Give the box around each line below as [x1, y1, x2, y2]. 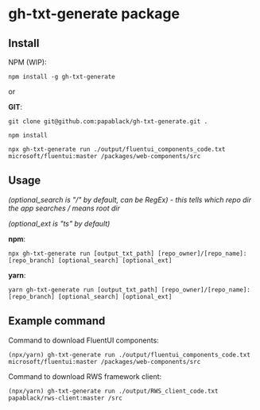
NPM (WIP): [8, 57, 47, 67]
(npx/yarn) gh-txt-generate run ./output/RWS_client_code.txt [8, 387, 219, 395]
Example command [8, 315, 106, 328]
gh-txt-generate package [8, 5, 180, 23]
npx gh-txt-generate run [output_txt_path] [8, 249, 155, 257]
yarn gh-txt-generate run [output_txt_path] [8, 285, 158, 294]
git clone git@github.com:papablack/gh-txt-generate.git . [8, 118, 208, 126]
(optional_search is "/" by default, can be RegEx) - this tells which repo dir [8, 195, 252, 204]
